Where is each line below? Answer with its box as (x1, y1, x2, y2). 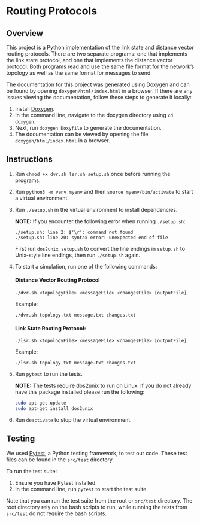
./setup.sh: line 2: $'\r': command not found (14, 229, 134, 235)
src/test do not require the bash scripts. (6, 510, 107, 517)
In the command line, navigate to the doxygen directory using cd (14, 112, 174, 118)
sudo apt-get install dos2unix (14, 406, 93, 412)
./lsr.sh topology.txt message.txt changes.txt (14, 360, 136, 366)
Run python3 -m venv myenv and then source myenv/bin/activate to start (14, 188, 193, 195)
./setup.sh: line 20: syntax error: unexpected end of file (14, 235, 168, 241)
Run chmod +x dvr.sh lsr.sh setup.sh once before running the (14, 170, 171, 177)
